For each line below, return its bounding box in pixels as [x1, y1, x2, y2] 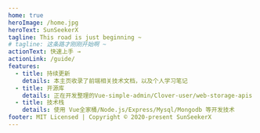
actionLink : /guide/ [8, 56, 76, 63]
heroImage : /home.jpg [8, 19, 79, 27]
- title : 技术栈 [15, 99, 65, 106]
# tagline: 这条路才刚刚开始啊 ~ [8, 41, 107, 49]
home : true [8, 11, 44, 20]
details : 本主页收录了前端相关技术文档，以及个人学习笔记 [22, 77, 188, 84]
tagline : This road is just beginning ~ [8, 33, 143, 41]
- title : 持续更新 [15, 70, 70, 77]
